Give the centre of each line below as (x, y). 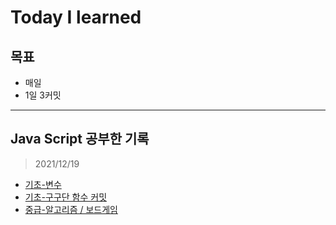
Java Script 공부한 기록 (80, 139)
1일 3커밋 (43, 95)
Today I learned (76, 17)
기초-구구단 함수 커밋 (66, 197)
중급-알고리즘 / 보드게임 (71, 209)
